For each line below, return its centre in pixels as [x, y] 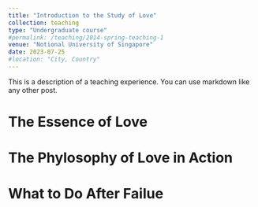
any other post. [33, 90]
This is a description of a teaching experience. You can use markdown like [129, 81]
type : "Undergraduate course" [58, 30]
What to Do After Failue [86, 194]
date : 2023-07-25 [37, 52]
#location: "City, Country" [54, 60]
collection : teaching [44, 23]
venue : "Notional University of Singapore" [81, 45]
